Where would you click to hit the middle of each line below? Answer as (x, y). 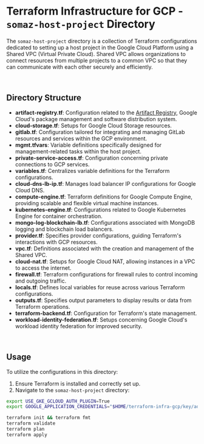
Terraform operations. (42, 306)
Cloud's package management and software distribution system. (96, 119)
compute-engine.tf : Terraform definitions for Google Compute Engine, (104, 197)
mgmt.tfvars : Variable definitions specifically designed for (88, 145)
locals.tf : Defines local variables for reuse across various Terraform (100, 287)
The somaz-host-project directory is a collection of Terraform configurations (102, 41)
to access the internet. (43, 268)
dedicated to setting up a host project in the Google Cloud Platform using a (100, 48)
